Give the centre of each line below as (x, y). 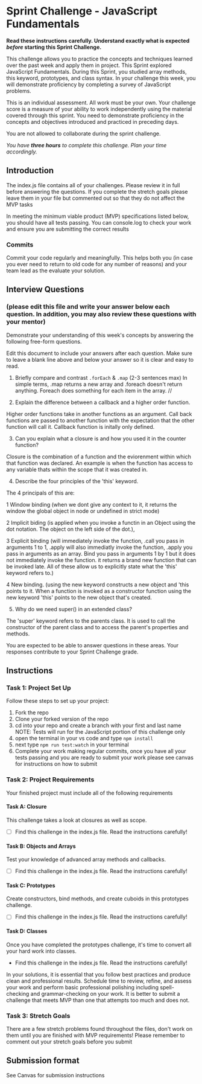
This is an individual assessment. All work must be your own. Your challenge (101, 102)
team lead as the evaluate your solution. (56, 271)
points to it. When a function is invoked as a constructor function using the (99, 591)
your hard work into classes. (41, 951)
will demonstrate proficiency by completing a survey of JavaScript (89, 84)
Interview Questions (45, 290)
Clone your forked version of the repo (62, 719)
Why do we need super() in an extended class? (74, 609)
